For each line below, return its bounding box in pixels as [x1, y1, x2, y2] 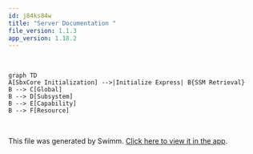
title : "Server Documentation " [8, 19, 116, 27]
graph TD [8, 71, 38, 80]
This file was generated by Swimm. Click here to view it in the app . [8, 136, 228, 146]
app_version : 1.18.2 [8, 34, 78, 43]
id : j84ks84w [8, 11, 52, 20]
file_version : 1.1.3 [8, 26, 78, 34]
